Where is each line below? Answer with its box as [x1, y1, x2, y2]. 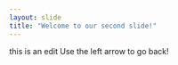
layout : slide [9, 12, 62, 22]
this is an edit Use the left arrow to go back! [9, 45, 169, 56]
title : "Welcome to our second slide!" [9, 21, 158, 30]
